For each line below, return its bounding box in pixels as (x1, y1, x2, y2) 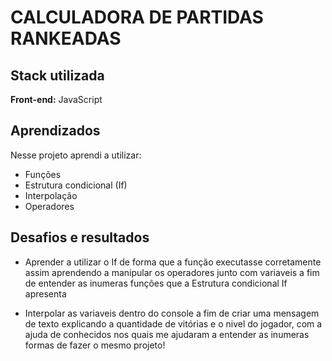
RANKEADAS (10, 27, 122, 50)
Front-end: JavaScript (10, 94, 103, 105)
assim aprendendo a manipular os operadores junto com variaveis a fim (24, 266, 320, 278)
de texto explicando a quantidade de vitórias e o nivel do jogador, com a (24, 317, 323, 330)
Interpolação (24, 189, 78, 201)
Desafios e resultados (10, 229, 150, 246)
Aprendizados (10, 122, 101, 140)
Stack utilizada (10, 67, 105, 84)
